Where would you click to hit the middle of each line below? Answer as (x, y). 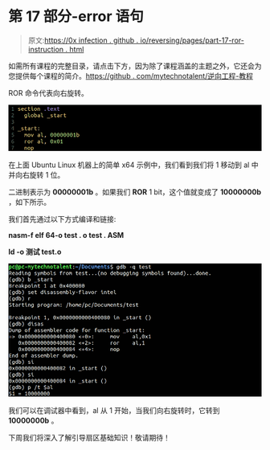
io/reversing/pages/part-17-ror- (192, 40)
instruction (46, 49)
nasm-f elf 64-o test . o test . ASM (66, 235)
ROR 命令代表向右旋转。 (48, 92)
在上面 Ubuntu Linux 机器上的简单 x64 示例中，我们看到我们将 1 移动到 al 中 (133, 165)
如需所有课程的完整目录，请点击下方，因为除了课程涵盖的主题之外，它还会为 (135, 66)
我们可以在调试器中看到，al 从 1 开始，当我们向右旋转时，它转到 (114, 410)
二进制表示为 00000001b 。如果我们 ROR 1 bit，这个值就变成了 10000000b (135, 192)
